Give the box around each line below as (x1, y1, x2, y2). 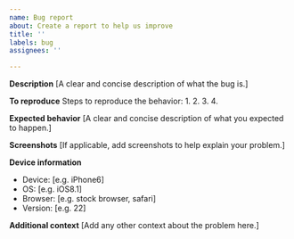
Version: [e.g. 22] (21, 202, 86, 214)
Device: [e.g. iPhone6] (21, 175, 105, 185)
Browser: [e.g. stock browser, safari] (21, 194, 157, 204)
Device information (9, 157, 82, 168)
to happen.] (9, 122, 52, 134)
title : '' (9, 29, 46, 38)
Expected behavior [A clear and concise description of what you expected (9, 113, 284, 124)
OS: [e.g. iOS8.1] (21, 184, 83, 194)
